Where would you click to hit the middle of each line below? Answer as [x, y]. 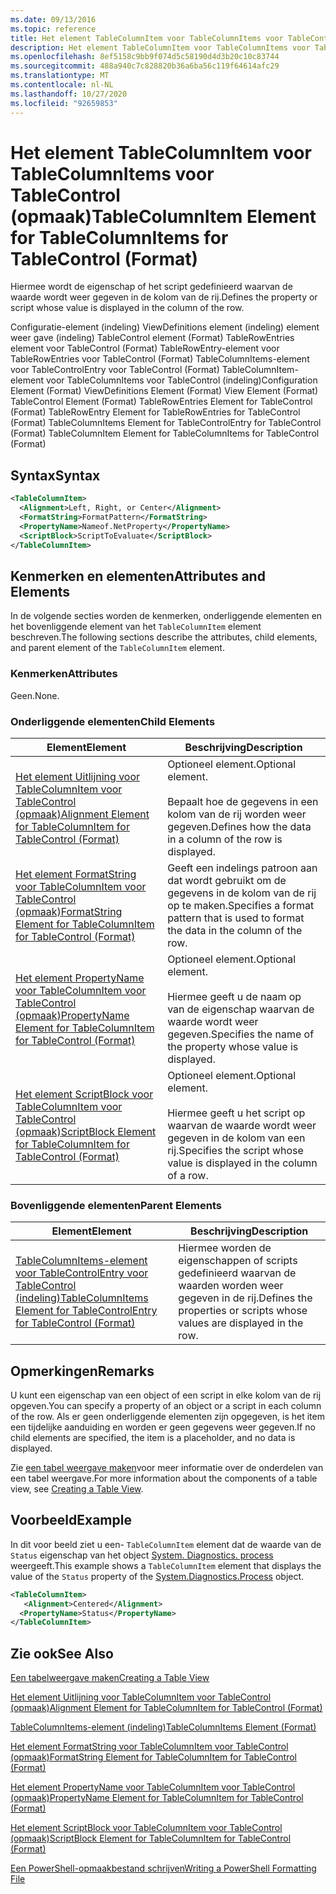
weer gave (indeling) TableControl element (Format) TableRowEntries [152, 338]
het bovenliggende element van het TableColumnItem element [136, 627]
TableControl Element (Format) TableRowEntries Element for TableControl [161, 402]
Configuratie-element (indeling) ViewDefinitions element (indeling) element [165, 327]
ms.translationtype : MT [60, 76]
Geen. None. [35, 695]
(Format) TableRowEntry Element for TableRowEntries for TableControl [155, 412]
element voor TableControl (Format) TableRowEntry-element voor [145, 348]
